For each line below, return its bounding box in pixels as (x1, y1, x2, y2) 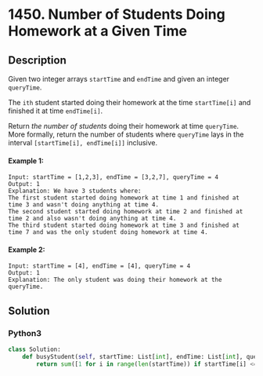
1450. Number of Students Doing (8, 5, 225, 24)
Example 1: (8, 155, 45, 166)
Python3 (8, 327, 41, 338)
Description (8, 53, 67, 67)
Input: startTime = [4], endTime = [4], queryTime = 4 (8, 262, 191, 270)
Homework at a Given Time (8, 22, 188, 40)
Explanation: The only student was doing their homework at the (8, 276, 222, 284)
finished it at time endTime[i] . (8, 106, 103, 115)
